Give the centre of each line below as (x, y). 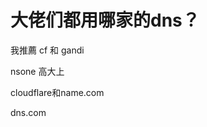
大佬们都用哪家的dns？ (105, 20)
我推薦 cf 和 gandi (47, 50)
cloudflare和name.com (57, 92)
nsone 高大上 (37, 71)
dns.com (28, 112)
